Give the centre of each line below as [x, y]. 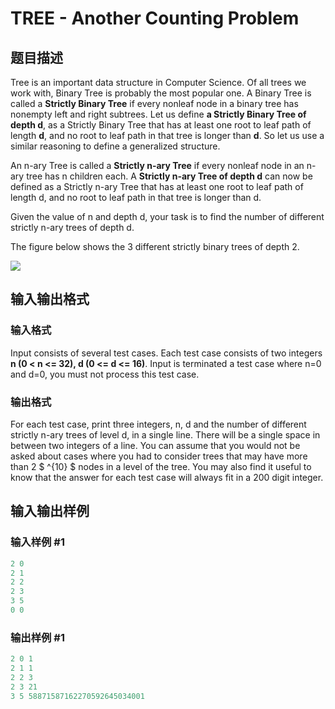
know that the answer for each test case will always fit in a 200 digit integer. [167, 477]
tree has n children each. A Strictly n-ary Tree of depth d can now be [169, 176]
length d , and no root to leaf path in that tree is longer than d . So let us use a [167, 135]
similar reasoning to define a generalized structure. [115, 146]
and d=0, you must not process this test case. [105, 374]
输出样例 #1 [37, 637]
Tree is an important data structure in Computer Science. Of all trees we [158, 82]
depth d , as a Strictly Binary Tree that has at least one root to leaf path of [161, 125]
